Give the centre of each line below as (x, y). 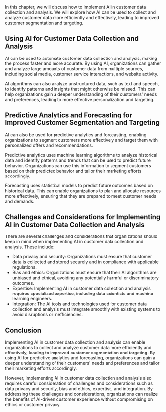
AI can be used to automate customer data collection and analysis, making (81, 58)
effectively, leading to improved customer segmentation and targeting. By (80, 353)
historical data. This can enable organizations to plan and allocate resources (83, 191)
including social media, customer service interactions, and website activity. (82, 74)
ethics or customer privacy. (33, 405)
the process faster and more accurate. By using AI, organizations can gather (83, 63)
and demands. (20, 201)
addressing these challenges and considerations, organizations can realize (82, 394)
